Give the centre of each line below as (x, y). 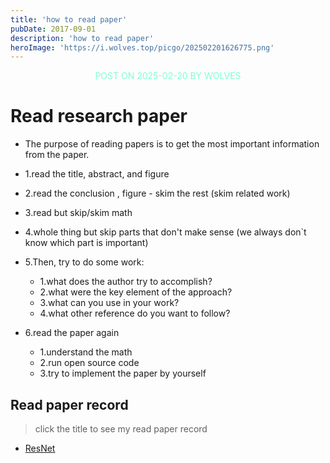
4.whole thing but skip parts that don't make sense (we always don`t (165, 232)
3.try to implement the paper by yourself (123, 373)
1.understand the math (86, 352)
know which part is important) (86, 243)
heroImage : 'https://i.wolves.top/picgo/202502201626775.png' (142, 47)
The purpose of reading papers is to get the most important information (172, 144)
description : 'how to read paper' (82, 38)
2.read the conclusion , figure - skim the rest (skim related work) (157, 193)
